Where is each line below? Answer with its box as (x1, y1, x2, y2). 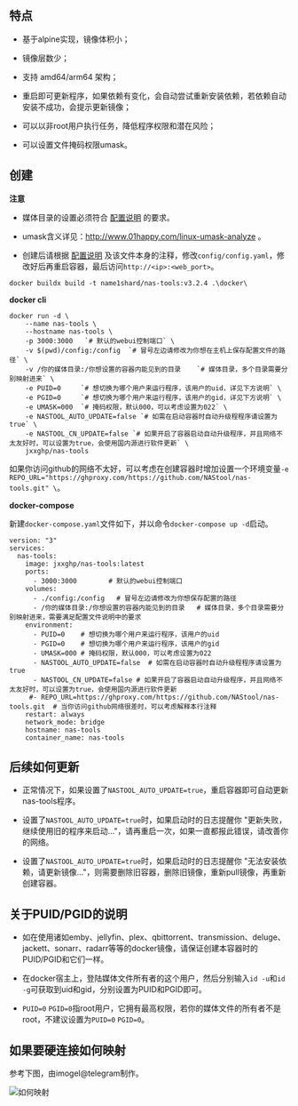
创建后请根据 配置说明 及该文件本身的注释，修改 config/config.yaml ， (21, 250, 278, 260)
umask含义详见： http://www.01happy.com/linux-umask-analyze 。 (21, 230, 266, 242)
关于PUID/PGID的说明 (9, 906, 128, 922)
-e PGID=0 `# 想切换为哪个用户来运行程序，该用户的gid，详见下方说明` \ (25, 393, 282, 402)
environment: (25, 621, 74, 629)
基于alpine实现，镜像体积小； (21, 34, 130, 44)
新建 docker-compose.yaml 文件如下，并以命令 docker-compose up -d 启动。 (9, 518, 273, 529)
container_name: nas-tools (25, 733, 125, 742)
